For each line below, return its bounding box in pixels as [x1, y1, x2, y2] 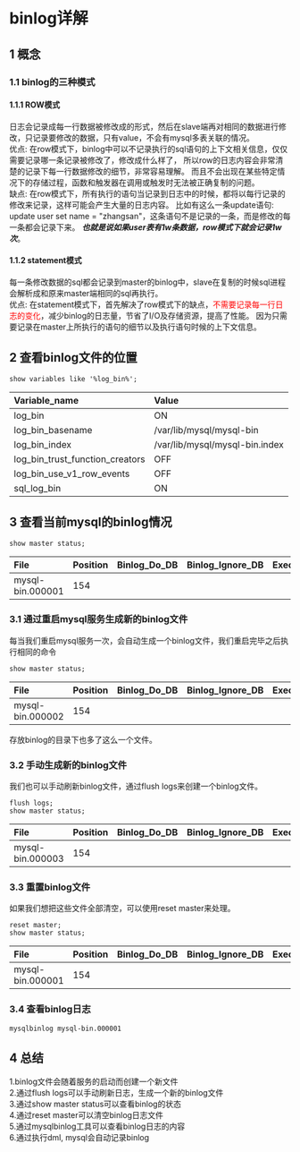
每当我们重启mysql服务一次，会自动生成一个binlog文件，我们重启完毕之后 [9, 635, 281, 645]
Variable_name [13, 394, 79, 406]
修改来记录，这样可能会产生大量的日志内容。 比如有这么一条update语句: [9, 199, 274, 210]
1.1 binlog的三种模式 [9, 75, 96, 88]
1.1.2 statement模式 [9, 255, 82, 266]
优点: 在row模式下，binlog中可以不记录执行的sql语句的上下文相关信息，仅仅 [9, 143, 288, 154]
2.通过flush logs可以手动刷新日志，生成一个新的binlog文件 [9, 1087, 224, 1097]
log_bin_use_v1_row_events [13, 467, 130, 480]
